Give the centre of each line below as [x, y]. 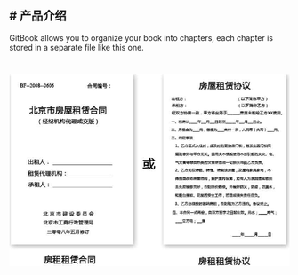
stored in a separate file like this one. [77, 47]
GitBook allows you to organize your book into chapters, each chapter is [141, 37]
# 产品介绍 [38, 16]
